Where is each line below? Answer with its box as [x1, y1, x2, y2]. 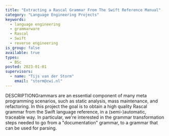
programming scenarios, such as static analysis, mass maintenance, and [5, 98, 158, 104]
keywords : [5, 17, 27, 22]
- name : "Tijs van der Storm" [10, 74, 74, 79]
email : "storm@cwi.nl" [14, 78, 63, 84]
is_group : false [5, 45, 40, 50]
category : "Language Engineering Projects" [5, 12, 100, 17]
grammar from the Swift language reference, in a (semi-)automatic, [5, 108, 147, 115]
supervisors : [5, 69, 33, 74]
